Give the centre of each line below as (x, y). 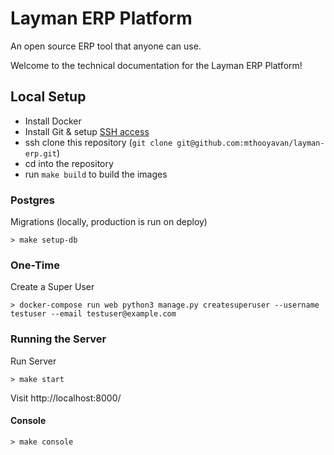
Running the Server (58, 339)
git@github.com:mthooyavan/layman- (250, 143)
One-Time (35, 265)
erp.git (40, 153)
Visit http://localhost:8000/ (66, 398)
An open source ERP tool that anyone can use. (106, 46)
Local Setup (48, 97)
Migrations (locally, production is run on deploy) (109, 222)
